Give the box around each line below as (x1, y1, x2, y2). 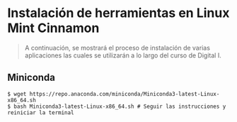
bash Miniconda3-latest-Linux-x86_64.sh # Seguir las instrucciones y (13, 103, 226, 110)
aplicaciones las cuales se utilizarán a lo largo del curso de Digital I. (24, 51, 221, 60)
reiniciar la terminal (7, 109, 74, 116)
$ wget (7, 90, 27, 97)
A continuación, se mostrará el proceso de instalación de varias (24, 43, 211, 52)
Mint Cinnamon (7, 20, 100, 36)
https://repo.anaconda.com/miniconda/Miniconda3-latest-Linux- (29, 90, 220, 97)
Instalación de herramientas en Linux (7, 5, 230, 21)
